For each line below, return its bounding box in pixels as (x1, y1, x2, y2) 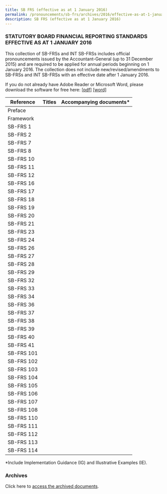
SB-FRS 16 (7, 180, 35, 187)
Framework (7, 115, 34, 122)
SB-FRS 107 (7, 398, 38, 405)
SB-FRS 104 (7, 374, 38, 381)
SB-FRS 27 (7, 252, 35, 259)
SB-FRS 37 (7, 309, 35, 316)
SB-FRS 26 (7, 245, 35, 251)
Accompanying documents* (61, 98, 130, 105)
